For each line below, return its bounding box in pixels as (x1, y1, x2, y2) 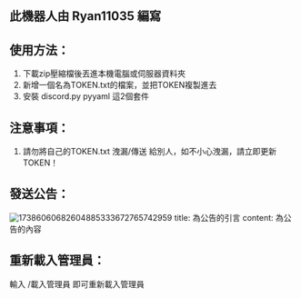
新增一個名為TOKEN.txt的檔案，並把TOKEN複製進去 (22, 80, 217, 91)
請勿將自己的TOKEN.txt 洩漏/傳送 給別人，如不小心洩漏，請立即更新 (22, 146, 277, 157)
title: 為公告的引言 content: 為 (174, 212, 284, 223)
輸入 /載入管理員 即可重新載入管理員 (9, 278, 145, 289)
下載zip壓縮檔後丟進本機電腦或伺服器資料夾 (22, 68, 186, 79)
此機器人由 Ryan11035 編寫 (9, 8, 162, 25)
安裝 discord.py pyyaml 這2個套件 (22, 91, 150, 102)
